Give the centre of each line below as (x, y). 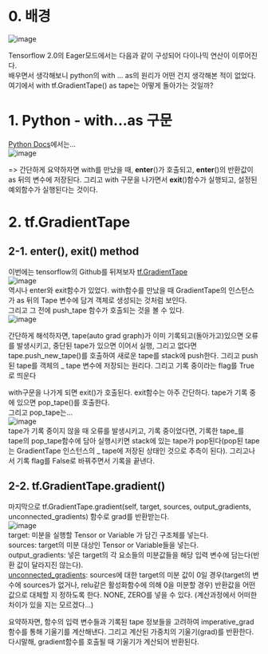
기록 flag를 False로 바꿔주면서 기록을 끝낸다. (86, 460)
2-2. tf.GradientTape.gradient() (87, 486)
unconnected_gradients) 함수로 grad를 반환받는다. (89, 516)
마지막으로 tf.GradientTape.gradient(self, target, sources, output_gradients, (130, 506)
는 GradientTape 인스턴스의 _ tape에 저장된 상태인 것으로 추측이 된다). (118, 451)
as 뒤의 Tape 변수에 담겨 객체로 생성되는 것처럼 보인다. (102, 300)
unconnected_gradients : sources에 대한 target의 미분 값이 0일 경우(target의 (130, 574)
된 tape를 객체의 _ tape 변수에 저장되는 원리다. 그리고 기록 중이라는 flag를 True (132, 365)
